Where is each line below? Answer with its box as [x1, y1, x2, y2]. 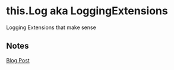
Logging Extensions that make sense [6, 24, 96, 31]
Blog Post [6, 56, 30, 63]
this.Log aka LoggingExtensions [6, 4, 168, 18]
